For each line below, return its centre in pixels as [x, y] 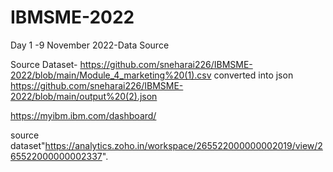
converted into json [253, 75]
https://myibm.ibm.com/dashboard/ [83, 115]
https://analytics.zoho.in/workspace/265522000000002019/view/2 [183, 145]
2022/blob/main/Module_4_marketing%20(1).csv [111, 75]
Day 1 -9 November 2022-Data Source [90, 45]
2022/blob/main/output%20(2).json [84, 96]
